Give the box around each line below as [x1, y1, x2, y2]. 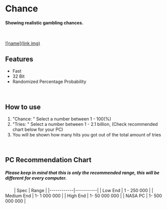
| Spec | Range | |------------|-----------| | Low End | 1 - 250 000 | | [14, 188, 154, 194]
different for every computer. [5, 175, 67, 181]
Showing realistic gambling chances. [5, 19, 84, 25]
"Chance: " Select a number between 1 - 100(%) [12, 116, 111, 122]
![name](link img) [5, 40, 40, 46]
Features [5, 55, 33, 63]
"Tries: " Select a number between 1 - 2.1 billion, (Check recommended [12, 121, 158, 127]
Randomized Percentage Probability [12, 79, 86, 85]
